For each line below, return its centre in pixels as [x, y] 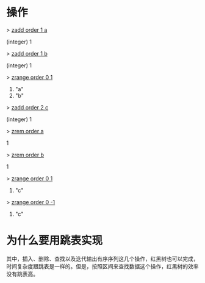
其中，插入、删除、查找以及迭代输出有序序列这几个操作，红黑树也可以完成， [103, 259]
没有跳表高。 [22, 274]
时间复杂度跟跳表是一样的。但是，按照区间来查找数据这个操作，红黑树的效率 [103, 266]
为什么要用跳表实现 [55, 241]
